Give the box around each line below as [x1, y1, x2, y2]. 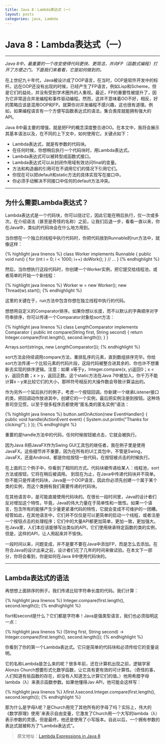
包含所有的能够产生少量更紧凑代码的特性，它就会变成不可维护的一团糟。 [13, 506, 160, 512]
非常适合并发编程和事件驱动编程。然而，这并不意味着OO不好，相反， [13, 96, 154, 102]
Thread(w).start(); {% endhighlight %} [5, 288, 82, 294]
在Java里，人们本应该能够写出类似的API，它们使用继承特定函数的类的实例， [5, 524, 160, 530]
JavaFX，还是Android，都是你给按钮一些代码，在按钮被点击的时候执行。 [5, 455, 153, 461]
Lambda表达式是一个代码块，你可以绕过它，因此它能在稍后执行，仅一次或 [5, 212, 155, 219]
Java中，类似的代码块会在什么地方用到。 [9, 224, 92, 231]
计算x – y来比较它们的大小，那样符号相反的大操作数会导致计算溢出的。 [5, 379, 148, 385]
